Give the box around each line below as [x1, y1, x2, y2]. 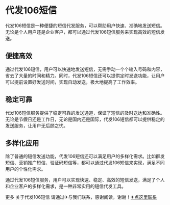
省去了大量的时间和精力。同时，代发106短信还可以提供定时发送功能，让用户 [5, 72, 165, 79]
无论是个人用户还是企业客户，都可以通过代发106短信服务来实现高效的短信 [5, 29, 161, 35]
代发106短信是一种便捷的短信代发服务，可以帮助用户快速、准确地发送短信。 [5, 22, 165, 29]
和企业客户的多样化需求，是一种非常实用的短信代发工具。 [5, 183, 126, 189]
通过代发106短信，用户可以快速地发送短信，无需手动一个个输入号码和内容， [5, 66, 165, 72]
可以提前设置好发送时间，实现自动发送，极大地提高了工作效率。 [5, 79, 139, 85]
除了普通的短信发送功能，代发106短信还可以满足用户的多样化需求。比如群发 [5, 153, 165, 160]
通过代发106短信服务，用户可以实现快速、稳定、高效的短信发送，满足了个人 [5, 177, 165, 183]
